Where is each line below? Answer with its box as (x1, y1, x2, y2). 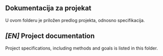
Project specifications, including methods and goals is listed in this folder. (5, 45, 158, 51)
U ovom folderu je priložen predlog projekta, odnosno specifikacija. (5, 17, 145, 23)
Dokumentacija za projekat (5, 4, 92, 12)
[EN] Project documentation (5, 32, 95, 40)
